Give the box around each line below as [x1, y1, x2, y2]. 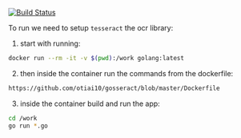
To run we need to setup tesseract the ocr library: [8, 23, 174, 32]
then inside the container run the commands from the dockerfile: [19, 68, 234, 78]
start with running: [19, 39, 81, 48]
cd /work [8, 114, 38, 122]
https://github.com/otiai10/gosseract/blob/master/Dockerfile [8, 84, 220, 92]
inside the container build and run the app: [19, 99, 160, 108]
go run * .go [8, 121, 48, 130]
